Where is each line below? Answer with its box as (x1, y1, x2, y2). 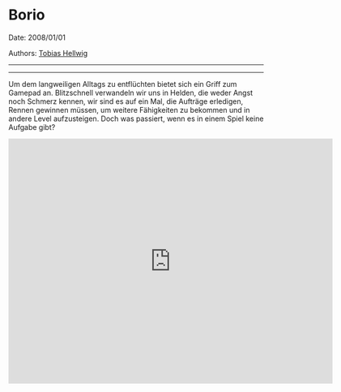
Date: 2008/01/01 (8, 32, 66, 42)
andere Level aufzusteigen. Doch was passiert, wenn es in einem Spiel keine (8, 114, 264, 123)
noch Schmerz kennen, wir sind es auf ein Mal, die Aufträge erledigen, (8, 96, 244, 106)
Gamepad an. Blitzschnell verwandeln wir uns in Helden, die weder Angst (8, 88, 254, 97)
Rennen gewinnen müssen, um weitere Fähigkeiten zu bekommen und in (8, 105, 250, 114)
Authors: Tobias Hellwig (8, 48, 88, 58)
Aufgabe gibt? (8, 122, 56, 131)
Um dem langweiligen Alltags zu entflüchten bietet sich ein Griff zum (8, 79, 237, 88)
